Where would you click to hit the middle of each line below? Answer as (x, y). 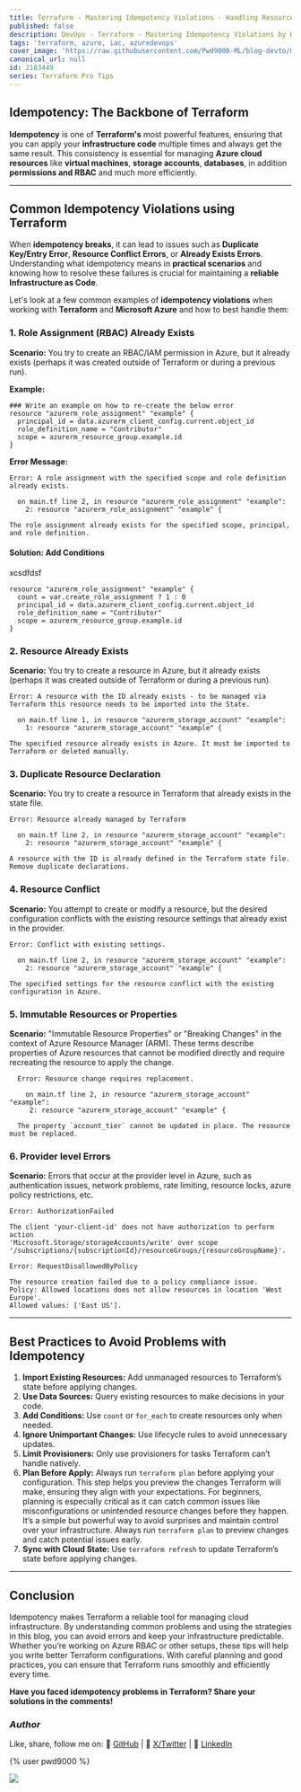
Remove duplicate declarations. (69, 867)
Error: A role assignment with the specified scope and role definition (148, 478)
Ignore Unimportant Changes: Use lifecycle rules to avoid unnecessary (155, 1434)
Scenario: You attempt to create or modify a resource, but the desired (138, 909)
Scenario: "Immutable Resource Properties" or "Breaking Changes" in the (146, 1034)
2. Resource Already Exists (69, 650)
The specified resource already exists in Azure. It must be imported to (150, 744)
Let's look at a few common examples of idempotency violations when (141, 300)
